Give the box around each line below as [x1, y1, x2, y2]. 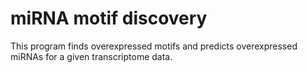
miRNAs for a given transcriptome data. [10, 50, 173, 62]
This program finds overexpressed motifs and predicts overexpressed [10, 40, 298, 52]
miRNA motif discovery [10, 7, 208, 30]
